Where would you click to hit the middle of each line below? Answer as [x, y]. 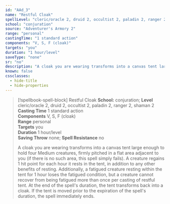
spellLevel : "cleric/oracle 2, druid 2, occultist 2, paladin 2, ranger [83, 19]
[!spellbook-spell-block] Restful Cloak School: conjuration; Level [85, 100]
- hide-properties [29, 85]
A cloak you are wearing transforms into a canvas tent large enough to [91, 147]
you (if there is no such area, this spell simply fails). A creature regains [91, 158]
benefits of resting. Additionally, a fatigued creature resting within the [90, 169]
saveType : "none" [24, 57]
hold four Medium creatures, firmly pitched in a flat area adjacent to [88, 153]
